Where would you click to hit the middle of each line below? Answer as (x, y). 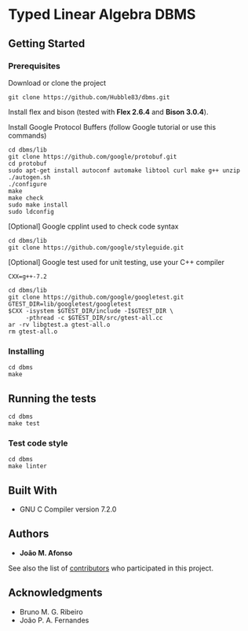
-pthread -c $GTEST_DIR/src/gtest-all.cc (94, 317)
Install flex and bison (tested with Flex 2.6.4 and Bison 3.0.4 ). (108, 112)
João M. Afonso (46, 552)
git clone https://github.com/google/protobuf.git (93, 156)
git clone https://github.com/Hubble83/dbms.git (89, 97)
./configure (27, 184)
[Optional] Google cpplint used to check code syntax (93, 226)
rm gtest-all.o (33, 332)
